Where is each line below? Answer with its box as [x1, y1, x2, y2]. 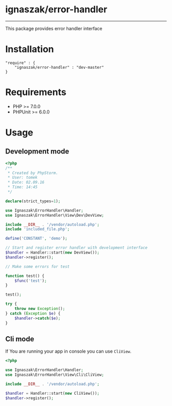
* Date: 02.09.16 [7, 180, 45, 185]
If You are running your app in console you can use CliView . [5, 348, 132, 355]
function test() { [5, 273, 45, 278]
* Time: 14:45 [7, 185, 38, 190]
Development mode [5, 147, 70, 156]
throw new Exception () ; [14, 306, 66, 312]
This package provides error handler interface [5, 25, 102, 31]
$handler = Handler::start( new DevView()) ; [5, 250, 100, 255]
